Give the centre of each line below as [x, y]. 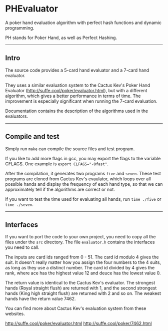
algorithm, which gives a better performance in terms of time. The [73, 96]
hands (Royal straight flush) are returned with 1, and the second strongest [81, 288]
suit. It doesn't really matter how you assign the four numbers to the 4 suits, [83, 262]
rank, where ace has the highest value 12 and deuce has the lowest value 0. [83, 273]
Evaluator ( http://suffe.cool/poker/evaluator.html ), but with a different [76, 90]
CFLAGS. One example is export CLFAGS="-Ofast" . [57, 164]
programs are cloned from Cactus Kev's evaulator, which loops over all [78, 179]
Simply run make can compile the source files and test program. [70, 149]
